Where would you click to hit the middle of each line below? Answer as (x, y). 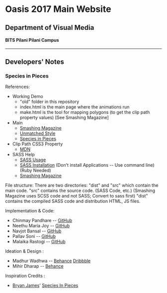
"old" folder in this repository (49, 102)
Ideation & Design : (24, 251)
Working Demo (28, 97)
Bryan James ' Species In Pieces (45, 286)
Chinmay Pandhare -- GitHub (42, 220)
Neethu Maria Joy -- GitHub (41, 226)
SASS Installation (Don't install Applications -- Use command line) (87, 165)
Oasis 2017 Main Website (58, 9)
